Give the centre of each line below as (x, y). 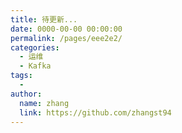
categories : (35, 47)
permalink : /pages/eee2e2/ (66, 38)
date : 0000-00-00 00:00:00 (66, 29)
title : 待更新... (44, 19)
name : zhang (44, 103)
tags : (21, 76)
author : (26, 94)
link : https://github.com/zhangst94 (95, 112)
